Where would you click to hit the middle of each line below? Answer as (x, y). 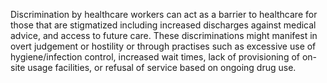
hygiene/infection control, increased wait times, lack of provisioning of (155, 57)
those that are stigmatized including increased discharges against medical (163, 25)
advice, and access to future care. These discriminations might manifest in (164, 35)
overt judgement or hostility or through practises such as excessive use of (163, 46)
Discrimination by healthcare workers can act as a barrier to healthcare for (164, 14)
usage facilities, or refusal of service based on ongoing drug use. (162, 67)
